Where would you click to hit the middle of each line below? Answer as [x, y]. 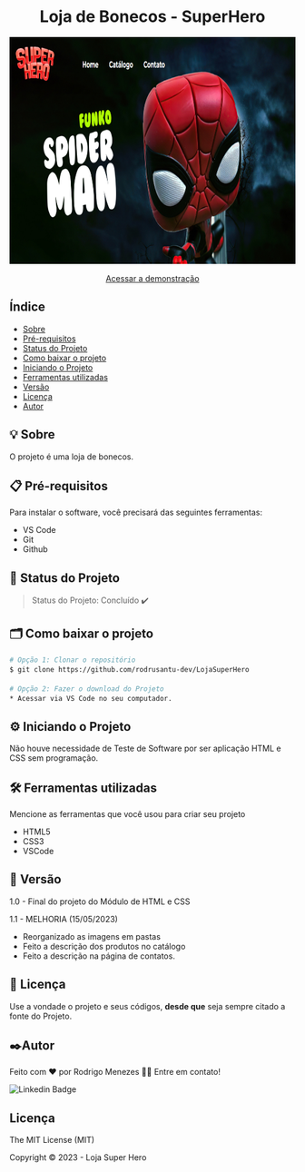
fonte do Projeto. [41, 1016]
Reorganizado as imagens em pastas [92, 936]
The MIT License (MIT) [52, 1140]
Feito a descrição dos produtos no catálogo [104, 946]
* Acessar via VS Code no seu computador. [91, 698]
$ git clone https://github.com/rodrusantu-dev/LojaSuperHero [129, 669]
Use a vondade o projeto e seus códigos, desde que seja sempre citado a [148, 1006]
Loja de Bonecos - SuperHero [152, 17]
